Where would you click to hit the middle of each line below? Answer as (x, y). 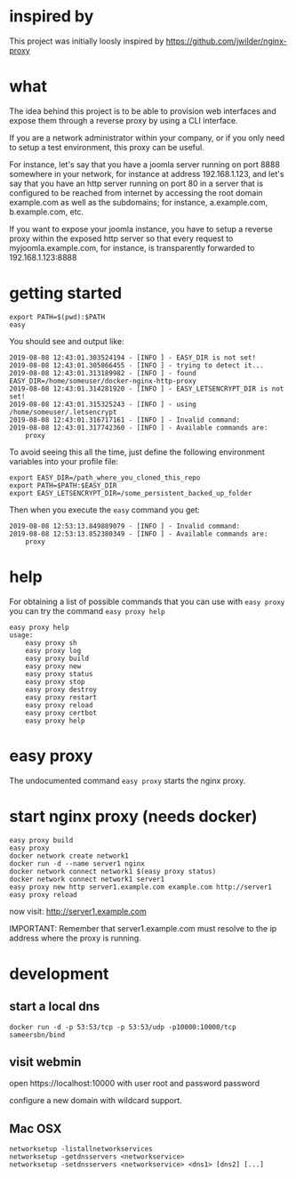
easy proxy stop (56, 682)
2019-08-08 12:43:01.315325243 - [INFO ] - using (103, 404)
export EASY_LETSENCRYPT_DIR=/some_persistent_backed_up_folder (131, 493)
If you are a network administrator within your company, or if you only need (147, 137)
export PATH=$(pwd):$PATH (57, 317)
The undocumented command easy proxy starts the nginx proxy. (128, 780)
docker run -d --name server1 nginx (77, 863)
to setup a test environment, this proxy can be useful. (107, 147)
